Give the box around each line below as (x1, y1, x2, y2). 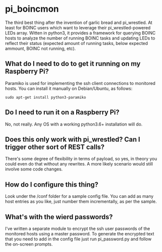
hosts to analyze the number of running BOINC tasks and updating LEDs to (5, 35, 155, 41)
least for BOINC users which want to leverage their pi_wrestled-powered (5, 24, 151, 30)
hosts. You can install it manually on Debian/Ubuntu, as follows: (5, 85, 133, 91)
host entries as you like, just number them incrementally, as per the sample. (5, 199, 157, 205)
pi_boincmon (5, 3, 59, 15)
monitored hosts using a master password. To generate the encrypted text (5, 231, 155, 236)
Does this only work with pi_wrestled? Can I (5, 135, 141, 144)
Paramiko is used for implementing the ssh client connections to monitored (5, 80, 156, 86)
